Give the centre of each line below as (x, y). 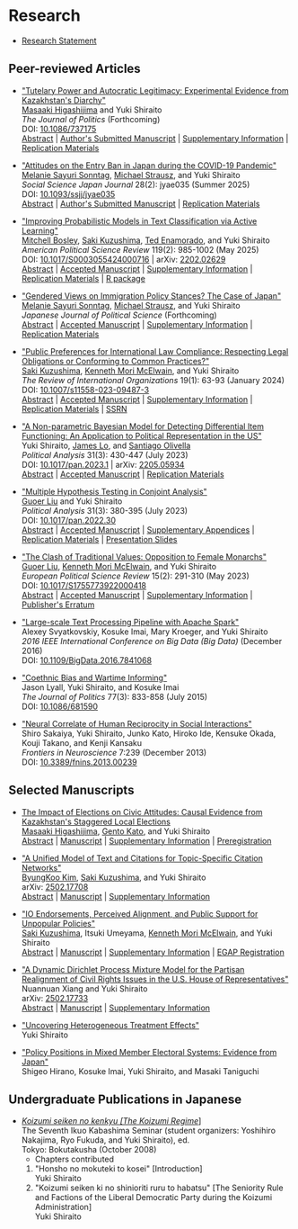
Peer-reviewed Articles (74, 69)
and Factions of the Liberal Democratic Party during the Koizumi (153, 1198)
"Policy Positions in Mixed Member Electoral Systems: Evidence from (149, 1052)
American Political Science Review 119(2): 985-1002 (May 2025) (140, 249)
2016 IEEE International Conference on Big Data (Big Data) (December (152, 641)
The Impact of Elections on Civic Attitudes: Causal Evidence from (142, 812)
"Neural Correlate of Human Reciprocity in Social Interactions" (136, 723)
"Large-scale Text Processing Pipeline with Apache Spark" (130, 622)
